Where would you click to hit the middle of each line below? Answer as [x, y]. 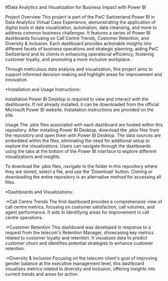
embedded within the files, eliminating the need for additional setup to [77, 140]
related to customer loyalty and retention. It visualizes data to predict [76, 238]
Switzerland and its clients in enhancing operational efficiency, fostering [80, 54]
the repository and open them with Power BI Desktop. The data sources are [83, 135]
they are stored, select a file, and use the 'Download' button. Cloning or [79, 171]
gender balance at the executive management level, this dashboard [75, 263]
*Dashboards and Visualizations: [39, 192]
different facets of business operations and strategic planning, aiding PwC [82, 49]
